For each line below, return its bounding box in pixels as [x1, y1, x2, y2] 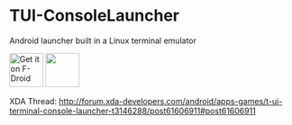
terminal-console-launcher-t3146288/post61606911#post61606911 [9, 105, 257, 116]
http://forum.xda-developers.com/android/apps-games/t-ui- [58, 95, 283, 106]
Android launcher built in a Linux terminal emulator [9, 35, 196, 46]
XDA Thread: [9, 95, 57, 106]
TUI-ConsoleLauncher [9, 5, 180, 26]
